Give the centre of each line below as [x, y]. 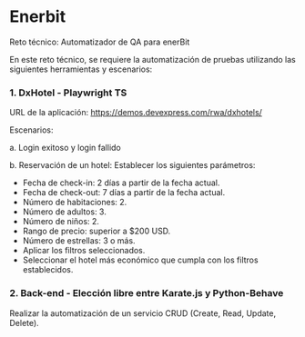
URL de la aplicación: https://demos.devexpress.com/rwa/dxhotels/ [136, 113]
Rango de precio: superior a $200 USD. [97, 231]
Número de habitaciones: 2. [75, 203]
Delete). [24, 322]
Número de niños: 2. [61, 222]
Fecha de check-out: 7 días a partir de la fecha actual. [124, 193]
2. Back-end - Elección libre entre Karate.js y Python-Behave [147, 293]
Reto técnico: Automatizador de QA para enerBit [100, 42]
